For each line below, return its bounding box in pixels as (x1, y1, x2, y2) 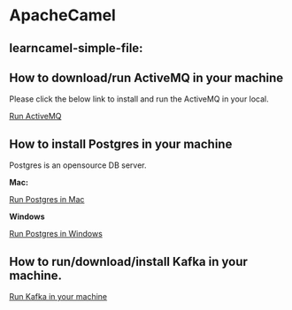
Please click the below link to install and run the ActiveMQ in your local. (9, 94, 270, 104)
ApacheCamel (9, 5, 117, 26)
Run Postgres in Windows (9, 229, 104, 239)
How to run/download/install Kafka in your (9, 253, 248, 269)
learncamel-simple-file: (9, 41, 143, 56)
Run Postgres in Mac (9, 194, 85, 205)
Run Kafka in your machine (9, 291, 108, 302)
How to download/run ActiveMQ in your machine (9, 70, 284, 85)
